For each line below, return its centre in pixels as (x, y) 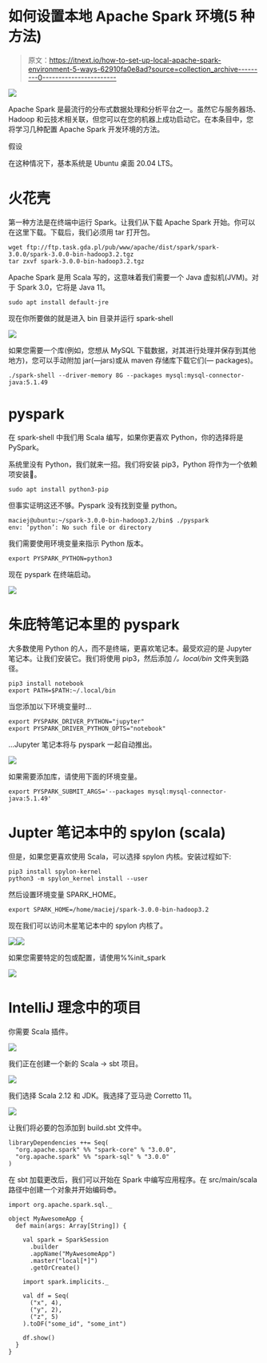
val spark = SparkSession (66, 1240)
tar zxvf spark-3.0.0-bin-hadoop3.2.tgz (77, 261)
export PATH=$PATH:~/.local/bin (62, 690)
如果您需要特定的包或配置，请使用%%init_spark (87, 957)
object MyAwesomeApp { (46, 1219)
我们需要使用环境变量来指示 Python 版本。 (78, 543)
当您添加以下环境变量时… (50, 706)
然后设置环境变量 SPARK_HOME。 (64, 894)
